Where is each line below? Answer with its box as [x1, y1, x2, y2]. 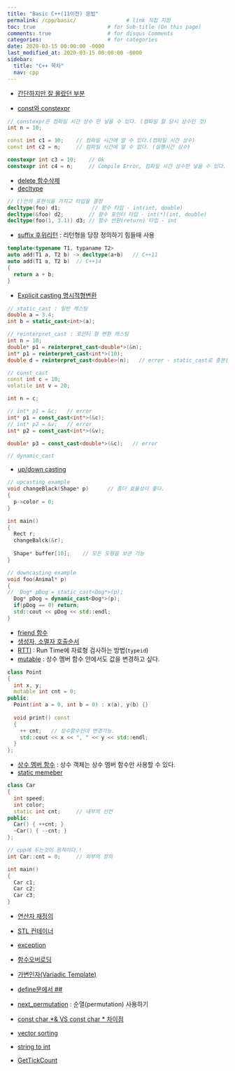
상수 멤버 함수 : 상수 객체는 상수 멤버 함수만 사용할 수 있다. [17, 760, 176, 769]
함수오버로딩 [17, 955, 52, 964]
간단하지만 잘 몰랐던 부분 [17, 89, 85, 97]
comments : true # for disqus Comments [7, 29, 173, 37]
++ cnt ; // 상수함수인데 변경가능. [20, 727, 115, 735]
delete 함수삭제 [17, 176, 61, 184]
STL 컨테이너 [17, 927, 54, 935]
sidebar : [7, 56, 33, 63]
